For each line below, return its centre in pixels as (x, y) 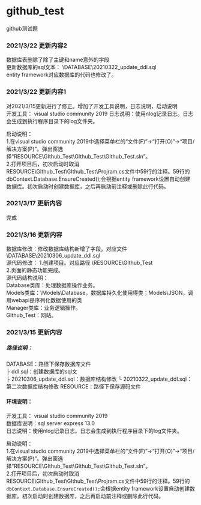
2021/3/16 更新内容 (34, 234)
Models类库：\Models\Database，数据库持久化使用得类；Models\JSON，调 (100, 293)
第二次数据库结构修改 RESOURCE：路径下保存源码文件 (74, 387)
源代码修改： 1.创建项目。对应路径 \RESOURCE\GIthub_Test (79, 263)
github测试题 (22, 28)
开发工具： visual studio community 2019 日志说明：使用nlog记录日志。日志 (100, 113)
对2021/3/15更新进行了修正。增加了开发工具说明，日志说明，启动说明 (92, 106)
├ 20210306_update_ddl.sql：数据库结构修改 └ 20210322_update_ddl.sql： (99, 379)
